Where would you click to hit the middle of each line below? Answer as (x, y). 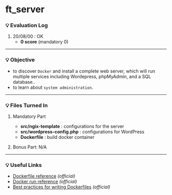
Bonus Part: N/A (30, 147)
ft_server (25, 9)
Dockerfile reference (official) (44, 176)
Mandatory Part (29, 116)
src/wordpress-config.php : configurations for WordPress (82, 132)
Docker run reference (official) (45, 182)
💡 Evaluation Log (27, 26)
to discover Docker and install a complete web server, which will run (84, 71)
